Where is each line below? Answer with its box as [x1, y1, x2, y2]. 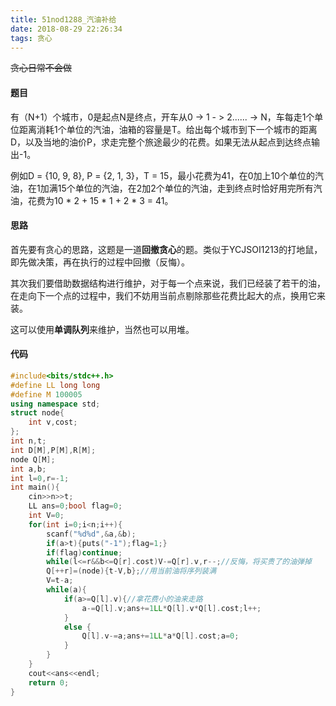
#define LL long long [10, 380, 101, 390]
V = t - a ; [46, 576, 74, 586]
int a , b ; [10, 464, 47, 474]
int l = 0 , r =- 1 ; [10, 473, 70, 483]
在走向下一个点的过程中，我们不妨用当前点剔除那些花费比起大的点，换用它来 [10, 289, 326, 301]
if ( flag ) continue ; [46, 547, 123, 558]
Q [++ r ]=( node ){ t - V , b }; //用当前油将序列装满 [46, 566, 217, 576]
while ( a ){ [46, 585, 87, 595]
